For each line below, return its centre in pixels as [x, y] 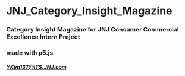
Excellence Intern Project [43, 37]
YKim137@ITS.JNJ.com [36, 67]
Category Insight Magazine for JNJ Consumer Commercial [93, 30]
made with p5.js [30, 53]
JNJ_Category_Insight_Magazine [89, 11]
